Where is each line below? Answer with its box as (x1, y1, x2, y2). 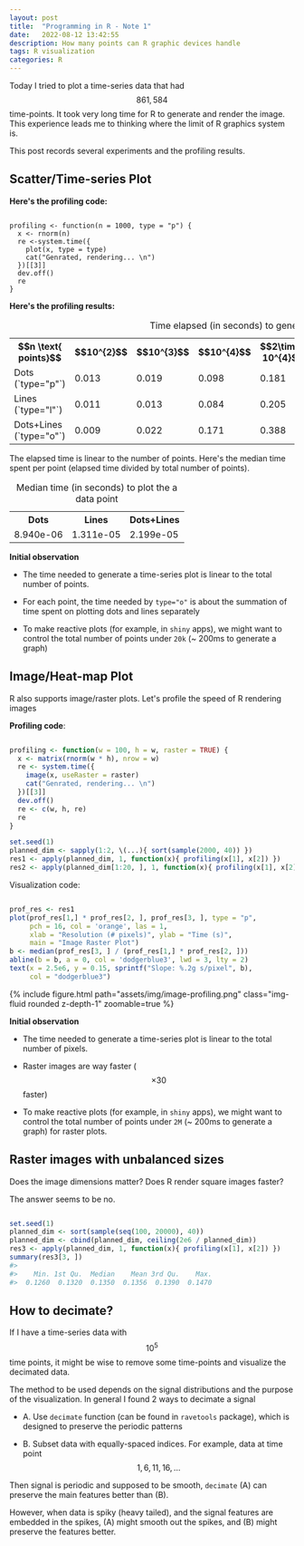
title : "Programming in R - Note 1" (9, 22, 152, 31)
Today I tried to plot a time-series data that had (9, 81, 185, 91)
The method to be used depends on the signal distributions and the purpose (9, 1384, 294, 1396)
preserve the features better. (9, 1526, 117, 1537)
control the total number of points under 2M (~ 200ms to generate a (22, 1116, 273, 1126)
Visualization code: (9, 879, 81, 890)
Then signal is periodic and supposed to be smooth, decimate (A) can (9, 1480, 267, 1491)
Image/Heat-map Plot (9, 669, 134, 684)
